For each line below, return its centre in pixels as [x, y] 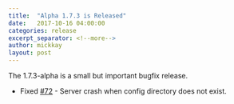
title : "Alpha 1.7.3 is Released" [67, 16]
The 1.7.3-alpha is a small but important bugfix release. [98, 76]
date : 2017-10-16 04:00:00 [57, 23]
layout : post [30, 53]
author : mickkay [35, 46]
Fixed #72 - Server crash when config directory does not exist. [123, 91]
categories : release [43, 30]
